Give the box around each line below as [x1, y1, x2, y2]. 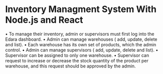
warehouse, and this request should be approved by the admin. [5, 63, 136, 69]
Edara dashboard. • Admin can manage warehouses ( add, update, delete [5, 36, 157, 42]
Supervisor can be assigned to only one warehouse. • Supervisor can [5, 52, 149, 58]
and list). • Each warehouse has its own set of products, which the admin [5, 41, 156, 47]
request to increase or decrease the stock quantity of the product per [5, 57, 149, 63]
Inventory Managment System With [5, 4, 157, 15]
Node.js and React [5, 14, 84, 26]
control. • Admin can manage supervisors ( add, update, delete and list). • [5, 47, 158, 53]
